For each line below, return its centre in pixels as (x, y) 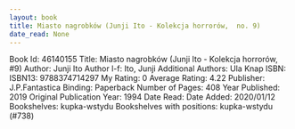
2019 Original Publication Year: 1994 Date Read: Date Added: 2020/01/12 (143, 97)
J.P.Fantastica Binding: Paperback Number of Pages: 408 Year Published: (145, 88)
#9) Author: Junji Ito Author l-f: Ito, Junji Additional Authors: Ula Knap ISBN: (148, 69)
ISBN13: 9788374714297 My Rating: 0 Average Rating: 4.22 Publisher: (137, 78)
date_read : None (39, 34)
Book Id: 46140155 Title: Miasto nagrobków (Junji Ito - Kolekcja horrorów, (143, 60)
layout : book (33, 17)
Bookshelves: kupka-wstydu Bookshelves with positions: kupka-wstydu (141, 107)
